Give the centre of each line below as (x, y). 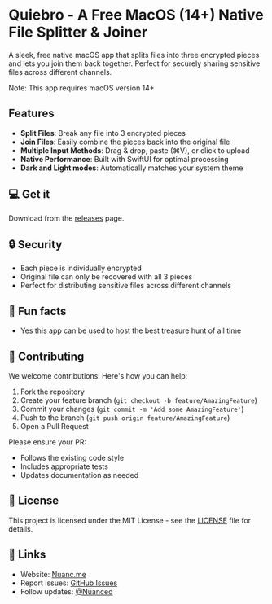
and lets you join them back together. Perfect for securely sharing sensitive (134, 63)
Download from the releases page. (66, 218)
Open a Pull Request (55, 426)
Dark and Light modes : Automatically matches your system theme (132, 168)
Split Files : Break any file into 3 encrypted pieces (103, 133)
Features (31, 114)
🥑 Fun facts (37, 311)
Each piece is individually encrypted (81, 268)
